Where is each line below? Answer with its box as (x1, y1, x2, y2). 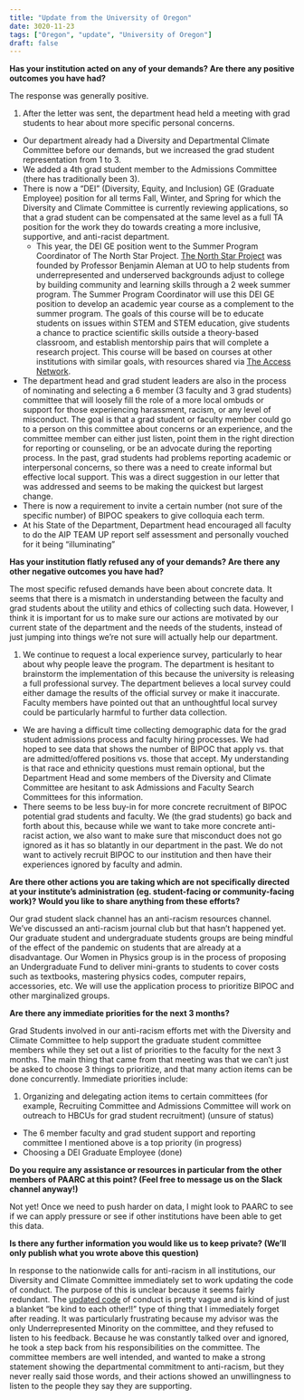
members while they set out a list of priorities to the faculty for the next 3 (9, 1044, 282, 1055)
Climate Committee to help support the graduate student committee (9, 1035, 262, 1046)
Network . (35, 366, 71, 376)
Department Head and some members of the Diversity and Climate (22, 773, 271, 784)
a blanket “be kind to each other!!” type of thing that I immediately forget (9, 1304, 280, 1315)
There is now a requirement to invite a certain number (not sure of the (22, 500, 283, 511)
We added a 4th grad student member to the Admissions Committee (22, 164, 278, 175)
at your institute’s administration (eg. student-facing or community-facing (9, 886, 295, 897)
